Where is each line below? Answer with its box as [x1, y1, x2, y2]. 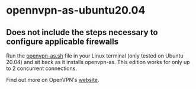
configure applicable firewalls [6, 36, 119, 46]
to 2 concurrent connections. [6, 65, 77, 72]
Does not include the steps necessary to [6, 27, 158, 37]
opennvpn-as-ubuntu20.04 [6, 4, 146, 17]
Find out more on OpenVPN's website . [6, 77, 99, 83]
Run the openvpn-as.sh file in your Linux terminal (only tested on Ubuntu [6, 52, 184, 59]
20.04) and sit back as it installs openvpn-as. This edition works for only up [6, 59, 191, 65]
